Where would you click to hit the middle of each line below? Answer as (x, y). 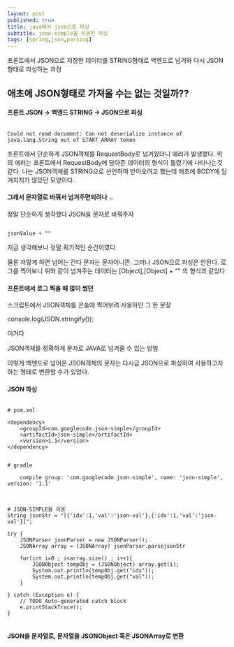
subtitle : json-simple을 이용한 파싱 (58, 33)
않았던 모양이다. (53, 180)
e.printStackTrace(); (51, 608)
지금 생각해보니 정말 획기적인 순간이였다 (61, 247)
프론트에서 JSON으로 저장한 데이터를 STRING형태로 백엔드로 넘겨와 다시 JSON (115, 61)
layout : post (26, 14)
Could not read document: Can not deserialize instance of (95, 133)
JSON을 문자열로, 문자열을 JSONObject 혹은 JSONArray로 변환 (96, 636)
